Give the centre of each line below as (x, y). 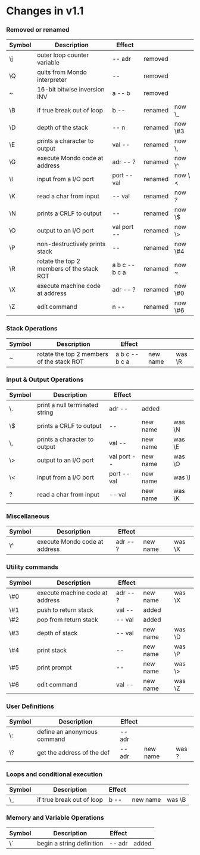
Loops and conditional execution (54, 774)
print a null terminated (68, 405)
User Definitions (30, 706)
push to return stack (65, 609)
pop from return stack (67, 620)
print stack (52, 650)
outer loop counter (63, 55)
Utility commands (32, 567)
